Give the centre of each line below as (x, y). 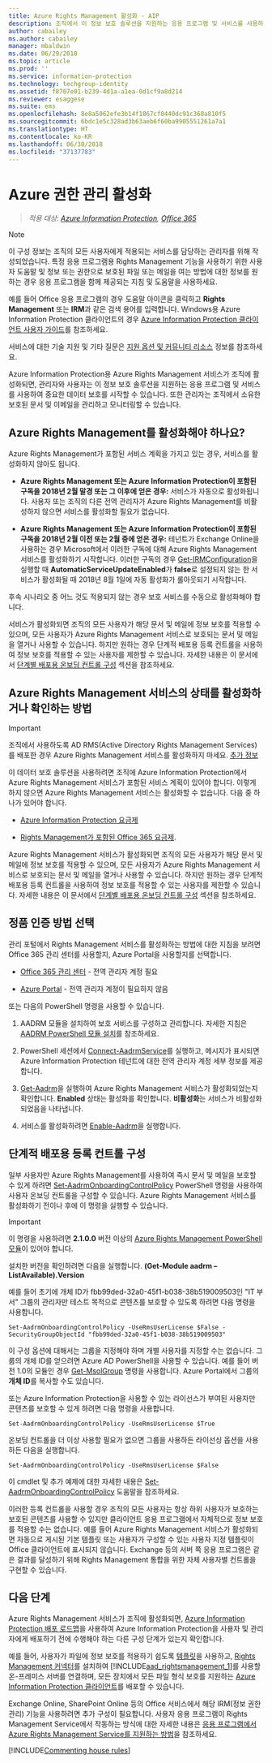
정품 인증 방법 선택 (51, 923)
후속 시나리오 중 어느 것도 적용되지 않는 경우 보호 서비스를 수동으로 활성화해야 (130, 597)
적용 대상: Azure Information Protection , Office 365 (112, 218)
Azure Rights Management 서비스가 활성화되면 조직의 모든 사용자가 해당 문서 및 (136, 854)
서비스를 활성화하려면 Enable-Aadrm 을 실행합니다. (100, 1126)
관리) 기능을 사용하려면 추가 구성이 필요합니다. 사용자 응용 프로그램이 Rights (128, 1714)
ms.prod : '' (28, 69)
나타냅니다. (66, 1108)
